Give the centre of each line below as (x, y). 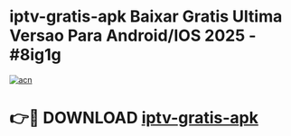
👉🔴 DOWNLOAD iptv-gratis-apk (134, 118)
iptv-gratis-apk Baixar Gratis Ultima (146, 17)
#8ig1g (35, 55)
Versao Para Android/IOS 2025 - (133, 36)
